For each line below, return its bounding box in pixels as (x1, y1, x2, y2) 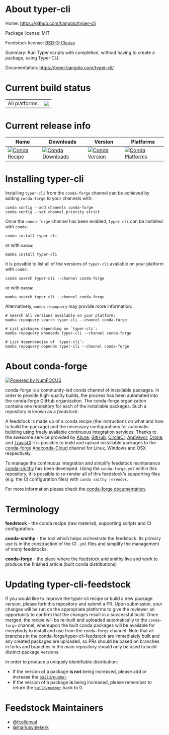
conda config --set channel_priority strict (5, 209, 100, 215)
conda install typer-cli (5, 233, 57, 238)
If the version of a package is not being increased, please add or (12, 669, 147, 675)
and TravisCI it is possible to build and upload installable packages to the (5, 439, 156, 445)
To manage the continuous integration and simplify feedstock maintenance (5, 460, 160, 466)
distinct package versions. (5, 649, 60, 655)
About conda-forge (5, 360, 88, 372)
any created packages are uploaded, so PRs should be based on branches (5, 638, 160, 644)
